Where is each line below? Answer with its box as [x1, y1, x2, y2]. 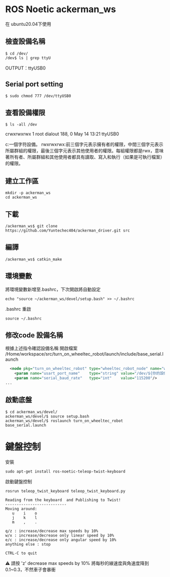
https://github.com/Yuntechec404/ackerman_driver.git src [5, 228, 130, 233]
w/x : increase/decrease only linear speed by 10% [5, 533, 114, 538]
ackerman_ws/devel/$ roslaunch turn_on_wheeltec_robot [5, 418, 123, 424]
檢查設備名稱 [5, 37, 46, 46]
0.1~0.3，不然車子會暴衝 [5, 566, 56, 572]
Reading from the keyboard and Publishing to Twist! [5, 497, 121, 503]
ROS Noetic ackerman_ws [5, 4, 116, 15]
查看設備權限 [5, 108, 46, 117]
